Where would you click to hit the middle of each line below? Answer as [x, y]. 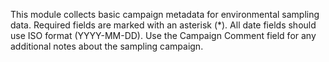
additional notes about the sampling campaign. [107, 46]
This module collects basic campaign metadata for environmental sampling [165, 14]
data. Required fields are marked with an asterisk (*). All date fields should [163, 25]
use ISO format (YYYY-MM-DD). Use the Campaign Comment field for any [163, 35]
